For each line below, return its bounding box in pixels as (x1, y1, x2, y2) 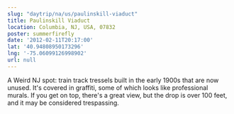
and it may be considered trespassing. (7, 98, 119, 107)
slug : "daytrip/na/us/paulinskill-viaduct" (7, 10, 138, 18)
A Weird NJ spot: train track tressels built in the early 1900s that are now (7, 76, 219, 84)
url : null (7, 57, 37, 64)
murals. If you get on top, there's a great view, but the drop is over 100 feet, (7, 91, 228, 99)
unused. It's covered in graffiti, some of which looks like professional (7, 83, 208, 92)
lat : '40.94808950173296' (7, 43, 84, 50)
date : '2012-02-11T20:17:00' (7, 37, 94, 44)
